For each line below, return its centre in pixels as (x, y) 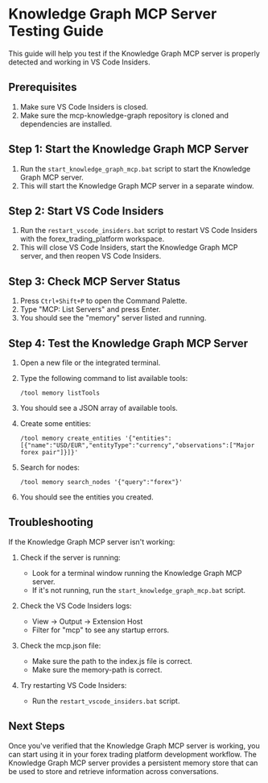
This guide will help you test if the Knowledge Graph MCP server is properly (134, 53)
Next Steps (37, 726)
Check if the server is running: (70, 557)
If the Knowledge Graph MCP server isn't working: (92, 541)
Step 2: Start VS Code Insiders (86, 211)
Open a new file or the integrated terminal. (90, 362)
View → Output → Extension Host (87, 621)
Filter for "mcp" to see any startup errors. (101, 630)
